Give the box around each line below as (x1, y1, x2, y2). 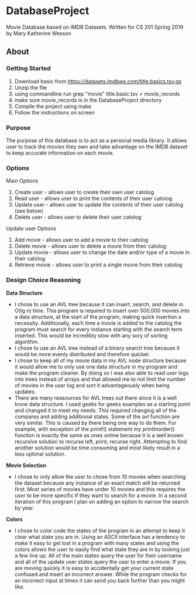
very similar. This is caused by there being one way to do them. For (14, 419, 177, 426)
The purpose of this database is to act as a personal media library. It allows (6, 137, 187, 144)
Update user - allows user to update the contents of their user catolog (14, 201, 184, 208)
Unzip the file (14, 84, 47, 91)
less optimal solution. (14, 450, 66, 457)
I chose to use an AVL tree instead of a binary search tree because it (14, 344, 180, 351)
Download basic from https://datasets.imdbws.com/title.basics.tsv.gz (14, 77, 182, 84)
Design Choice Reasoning (6, 276, 81, 284)
